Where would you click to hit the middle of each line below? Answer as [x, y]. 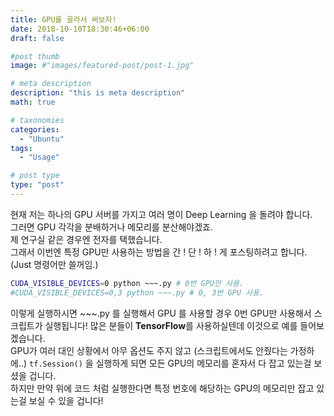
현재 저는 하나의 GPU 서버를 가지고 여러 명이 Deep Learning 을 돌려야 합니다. [161, 214]
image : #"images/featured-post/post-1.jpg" [102, 66]
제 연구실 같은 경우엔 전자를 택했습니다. [86, 239]
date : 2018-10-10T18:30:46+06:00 [80, 29]
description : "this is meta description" [98, 93]
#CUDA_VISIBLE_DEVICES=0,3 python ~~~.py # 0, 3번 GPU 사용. [137, 292]
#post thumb [35, 56]
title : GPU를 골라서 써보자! [63, 19]
